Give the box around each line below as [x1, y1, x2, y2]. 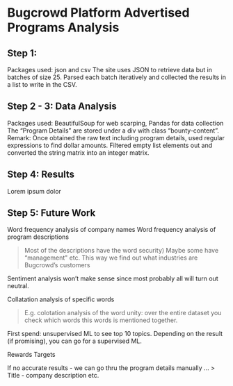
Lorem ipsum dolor [7, 187, 61, 195]
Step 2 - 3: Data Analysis [7, 101, 117, 112]
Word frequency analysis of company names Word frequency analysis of [7, 226, 216, 234]
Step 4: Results [7, 169, 75, 181]
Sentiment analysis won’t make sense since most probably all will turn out [7, 274, 218, 283]
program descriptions [7, 233, 70, 241]
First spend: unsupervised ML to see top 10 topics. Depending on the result [7, 330, 223, 338]
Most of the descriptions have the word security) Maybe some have [24, 246, 219, 255]
